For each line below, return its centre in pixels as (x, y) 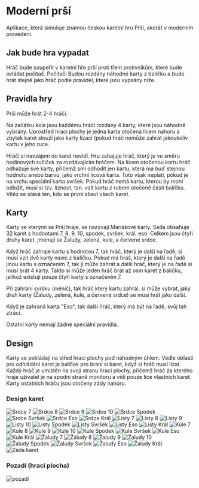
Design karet (25, 399)
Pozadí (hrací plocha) (38, 466)
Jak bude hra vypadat (48, 53)
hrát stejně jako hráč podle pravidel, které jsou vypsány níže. (81, 80)
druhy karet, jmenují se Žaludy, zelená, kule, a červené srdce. (82, 240)
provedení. (19, 34)
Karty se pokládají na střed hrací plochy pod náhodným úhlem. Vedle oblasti (100, 358)
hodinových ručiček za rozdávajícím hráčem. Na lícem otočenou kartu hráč (98, 162)
